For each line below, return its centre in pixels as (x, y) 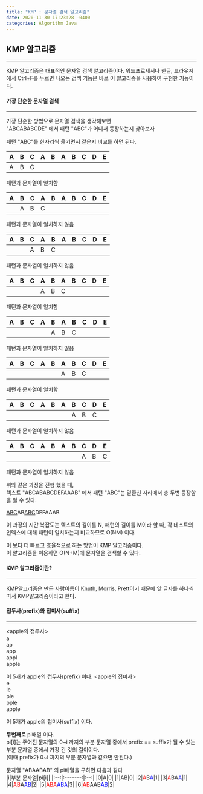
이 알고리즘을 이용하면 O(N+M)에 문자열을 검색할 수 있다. (73, 553)
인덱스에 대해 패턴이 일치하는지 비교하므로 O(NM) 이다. (71, 533)
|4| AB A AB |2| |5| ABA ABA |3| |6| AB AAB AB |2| (60, 784)
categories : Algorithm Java (42, 23)
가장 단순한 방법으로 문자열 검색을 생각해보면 (59, 121)
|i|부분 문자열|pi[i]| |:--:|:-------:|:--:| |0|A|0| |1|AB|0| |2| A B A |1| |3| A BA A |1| (97, 778)
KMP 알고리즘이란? (29, 568)
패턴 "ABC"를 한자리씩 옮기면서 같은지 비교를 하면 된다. (72, 142)
